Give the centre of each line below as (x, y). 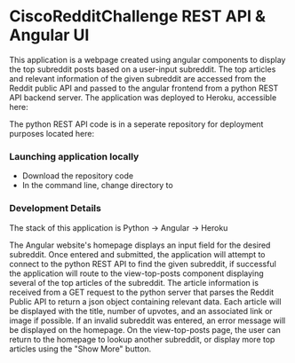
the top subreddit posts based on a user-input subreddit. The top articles (143, 69)
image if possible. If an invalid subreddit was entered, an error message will (147, 320)
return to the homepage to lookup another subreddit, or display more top (142, 339)
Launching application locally (74, 156)
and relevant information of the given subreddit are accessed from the (138, 78)
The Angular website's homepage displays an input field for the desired (140, 245)
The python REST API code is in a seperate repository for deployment (136, 124)
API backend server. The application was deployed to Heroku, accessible (143, 97)
